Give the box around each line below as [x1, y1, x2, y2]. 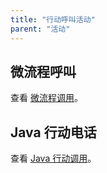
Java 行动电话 [10, 124, 97, 141]
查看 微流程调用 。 [10, 92, 83, 104]
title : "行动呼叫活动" [10, 14, 96, 25]
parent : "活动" [10, 24, 71, 34]
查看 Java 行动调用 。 [10, 152, 97, 165]
